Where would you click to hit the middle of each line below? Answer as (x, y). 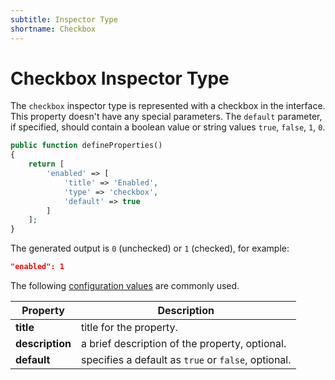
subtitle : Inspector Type (64, 19)
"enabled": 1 (37, 267)
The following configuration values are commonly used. (125, 286)
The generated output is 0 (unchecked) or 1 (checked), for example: (150, 248)
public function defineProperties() (86, 146)
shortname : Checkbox (53, 29)
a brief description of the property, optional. (183, 344)
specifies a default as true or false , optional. (186, 360)
